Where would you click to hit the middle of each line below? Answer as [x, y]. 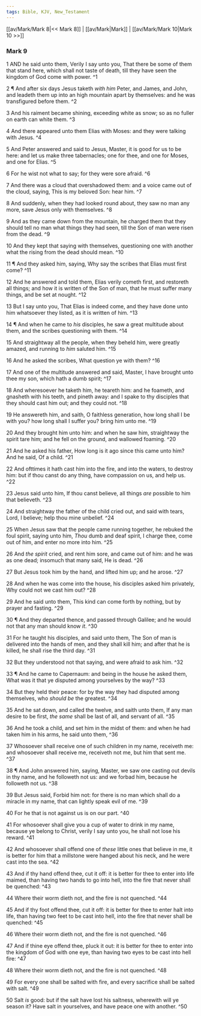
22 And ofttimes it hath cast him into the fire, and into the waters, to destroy [100, 469]
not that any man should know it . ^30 [52, 626]
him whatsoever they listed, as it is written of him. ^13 [72, 312]
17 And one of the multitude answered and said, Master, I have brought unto [100, 372]
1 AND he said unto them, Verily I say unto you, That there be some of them [99, 64]
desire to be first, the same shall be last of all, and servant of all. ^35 [91, 716]
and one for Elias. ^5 [31, 162]
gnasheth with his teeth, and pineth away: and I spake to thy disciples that [97, 396]
